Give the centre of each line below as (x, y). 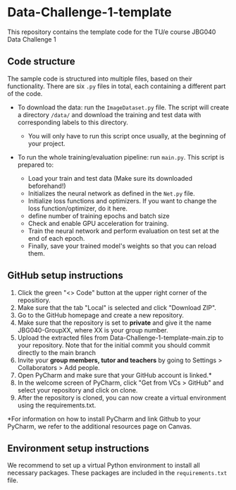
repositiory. (34, 300)
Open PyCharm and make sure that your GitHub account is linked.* (114, 375)
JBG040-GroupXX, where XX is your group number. (93, 330)
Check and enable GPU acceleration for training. (98, 223)
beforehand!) (47, 186)
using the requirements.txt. (57, 405)
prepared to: (36, 165)
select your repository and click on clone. (77, 390)
